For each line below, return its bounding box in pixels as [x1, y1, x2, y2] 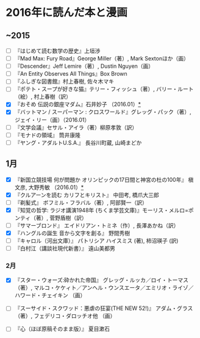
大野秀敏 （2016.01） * [28, 184, 84, 191]
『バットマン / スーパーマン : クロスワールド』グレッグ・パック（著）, [14, 108, 191, 116]
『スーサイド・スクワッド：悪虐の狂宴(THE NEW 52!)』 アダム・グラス [14, 304, 193, 312]
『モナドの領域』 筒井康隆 [14, 131, 80, 138]
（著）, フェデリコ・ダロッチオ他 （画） [14, 312, 116, 320]
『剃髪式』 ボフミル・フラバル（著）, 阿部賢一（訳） [14, 199, 148, 206]
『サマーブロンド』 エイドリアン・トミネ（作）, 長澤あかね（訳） [14, 221, 179, 229]
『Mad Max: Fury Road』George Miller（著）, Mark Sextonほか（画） [14, 55, 190, 62]
